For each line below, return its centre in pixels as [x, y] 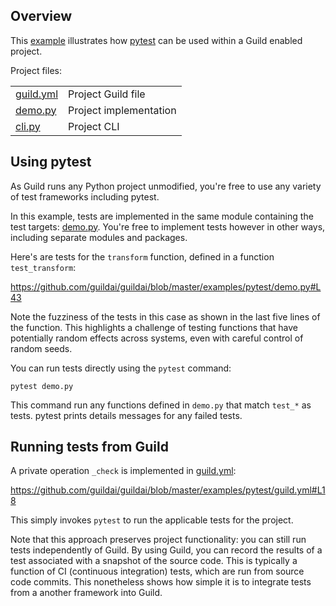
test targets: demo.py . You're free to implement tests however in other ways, [168, 226]
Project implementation [122, 110]
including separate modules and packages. [99, 237]
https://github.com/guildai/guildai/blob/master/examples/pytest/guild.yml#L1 [168, 490]
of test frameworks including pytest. [85, 196]
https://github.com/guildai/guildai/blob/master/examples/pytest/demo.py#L [166, 286]
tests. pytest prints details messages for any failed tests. [126, 415]
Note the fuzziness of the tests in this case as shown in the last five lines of [165, 316]
